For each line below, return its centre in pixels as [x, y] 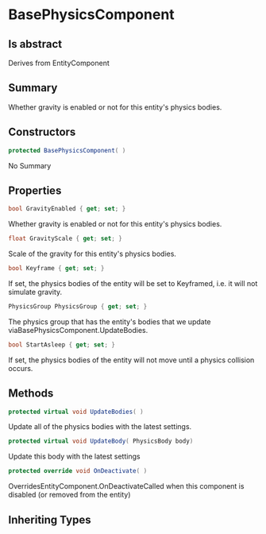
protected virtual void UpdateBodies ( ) [76, 412]
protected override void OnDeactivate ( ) [78, 471]
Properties [35, 190]
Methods [31, 394]
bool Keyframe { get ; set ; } [56, 269]
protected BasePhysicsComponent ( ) [67, 150]
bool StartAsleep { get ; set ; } [62, 344]
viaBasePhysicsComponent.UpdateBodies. [78, 330]
